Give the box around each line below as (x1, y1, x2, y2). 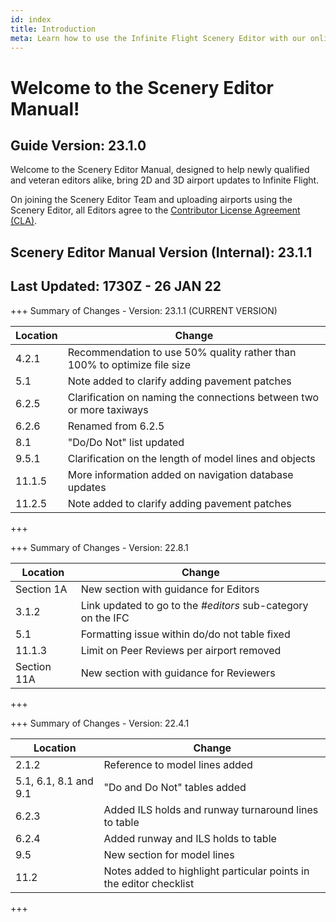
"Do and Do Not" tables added (103, 780, 247, 794)
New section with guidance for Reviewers (80, 666, 276, 680)
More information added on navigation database (67, 467, 294, 481)
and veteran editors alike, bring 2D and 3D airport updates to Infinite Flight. (10, 174, 320, 186)
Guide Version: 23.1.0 (10, 137, 147, 154)
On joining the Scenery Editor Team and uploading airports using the (10, 194, 293, 206)
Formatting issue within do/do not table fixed (80, 627, 291, 641)
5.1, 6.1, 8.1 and (15, 774, 94, 788)
